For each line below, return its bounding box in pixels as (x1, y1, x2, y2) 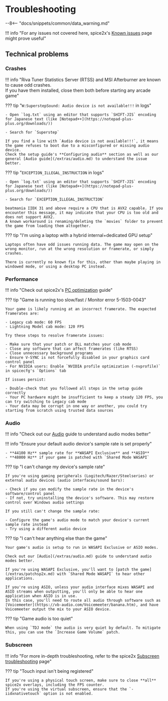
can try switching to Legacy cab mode (5, 399, 87, 404)
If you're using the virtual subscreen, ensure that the (5, 686, 127, 691)
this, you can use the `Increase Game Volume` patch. (5, 630, 121, 635)
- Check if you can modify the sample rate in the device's (5, 487, 134, 492)
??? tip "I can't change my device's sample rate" (5, 464, 105, 470)
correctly (5, 390, 26, 395)
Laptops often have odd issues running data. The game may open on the (5, 242, 158, 247)
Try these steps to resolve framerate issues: (5, 333, 105, 338)
